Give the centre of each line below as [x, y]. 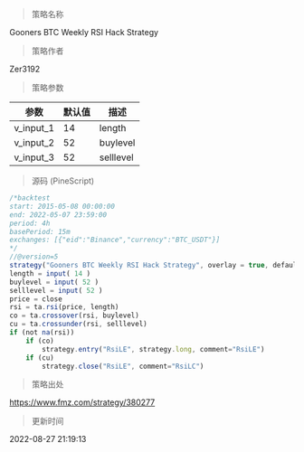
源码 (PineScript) [63, 181]
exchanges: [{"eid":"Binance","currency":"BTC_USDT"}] [115, 240]
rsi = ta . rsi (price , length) [64, 307]
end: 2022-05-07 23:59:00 [58, 215]
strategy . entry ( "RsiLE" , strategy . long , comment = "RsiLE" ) [153, 349]
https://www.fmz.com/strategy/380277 [82, 402]
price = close [36, 299]
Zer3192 [25, 69]
